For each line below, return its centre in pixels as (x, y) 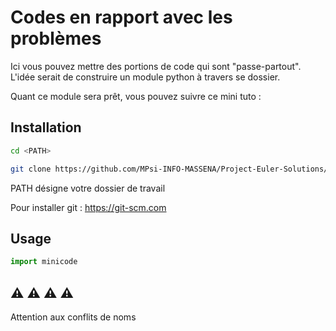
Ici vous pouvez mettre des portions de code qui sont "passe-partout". (156, 66)
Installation (46, 127)
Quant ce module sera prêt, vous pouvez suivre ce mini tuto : (136, 96)
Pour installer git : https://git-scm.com (88, 207)
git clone (31, 169)
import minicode (44, 262)
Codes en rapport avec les (121, 17)
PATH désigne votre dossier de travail (88, 188)
